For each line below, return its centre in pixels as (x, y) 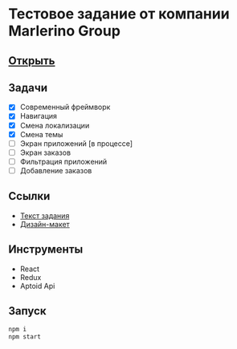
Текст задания (45, 215)
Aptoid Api (37, 286)
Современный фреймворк (65, 107)
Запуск (27, 311)
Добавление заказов (56, 170)
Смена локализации (55, 125)
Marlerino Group (64, 31)
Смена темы (41, 134)
